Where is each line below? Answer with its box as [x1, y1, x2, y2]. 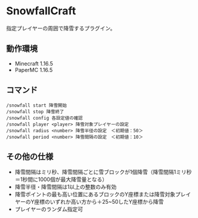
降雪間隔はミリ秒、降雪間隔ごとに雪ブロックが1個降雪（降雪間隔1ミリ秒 [14, 169, 192, 176]
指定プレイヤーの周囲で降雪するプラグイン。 [6, 24, 116, 32]
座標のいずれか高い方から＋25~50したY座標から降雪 [34, 198, 164, 205]
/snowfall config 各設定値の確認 [6, 115, 83, 121]
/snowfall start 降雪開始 [6, 102, 67, 108]
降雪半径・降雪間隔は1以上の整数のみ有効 [14, 183, 117, 191]
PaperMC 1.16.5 [14, 66, 53, 73]
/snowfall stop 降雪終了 [6, 108, 64, 114]
